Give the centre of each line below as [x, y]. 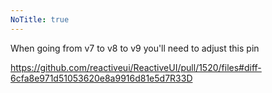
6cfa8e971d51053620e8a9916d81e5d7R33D [101, 78]
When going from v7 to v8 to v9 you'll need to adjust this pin [135, 48]
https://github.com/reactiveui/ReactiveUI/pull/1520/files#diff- [136, 67]
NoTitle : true [40, 19]
